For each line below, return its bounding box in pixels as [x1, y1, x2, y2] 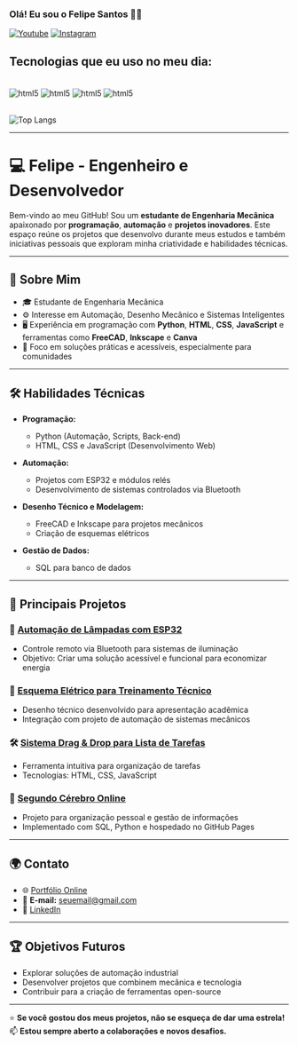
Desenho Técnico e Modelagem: [21, 502, 145, 512]
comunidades [21, 351, 73, 361]
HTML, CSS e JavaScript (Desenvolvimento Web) [35, 440, 216, 451]
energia [21, 662, 51, 673]
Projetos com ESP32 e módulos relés [35, 475, 171, 486]
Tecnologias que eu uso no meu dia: [9, 53, 213, 69]
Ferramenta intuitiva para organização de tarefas [21, 760, 201, 771]
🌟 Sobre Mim [9, 273, 82, 288]
